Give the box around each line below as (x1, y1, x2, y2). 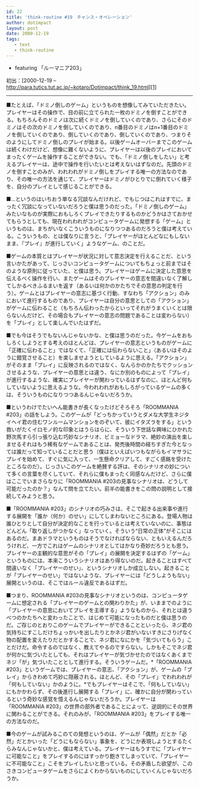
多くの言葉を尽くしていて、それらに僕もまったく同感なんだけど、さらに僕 (11, 470, 192, 477)
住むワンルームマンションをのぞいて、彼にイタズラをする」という (31, 418, 192, 426)
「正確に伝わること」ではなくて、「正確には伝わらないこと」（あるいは (6, 346, 177, 353)
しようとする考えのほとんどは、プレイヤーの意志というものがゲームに (21, 339, 192, 346)
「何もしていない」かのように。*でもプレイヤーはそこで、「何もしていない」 (6, 680, 192, 687)
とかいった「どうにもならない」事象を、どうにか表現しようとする (21, 737, 182, 744)
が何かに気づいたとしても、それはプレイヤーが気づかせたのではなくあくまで (6, 651, 192, 658)
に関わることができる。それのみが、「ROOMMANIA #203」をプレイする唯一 (6, 710, 191, 717)
